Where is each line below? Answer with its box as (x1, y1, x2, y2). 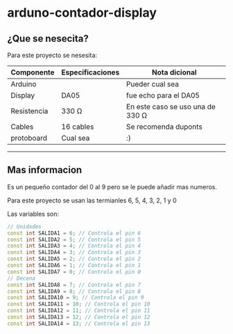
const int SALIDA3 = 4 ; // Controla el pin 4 (7, 242, 141, 250)
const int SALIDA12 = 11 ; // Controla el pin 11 (7, 308, 150, 315)
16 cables (61, 122, 94, 132)
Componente (10, 67, 55, 77)
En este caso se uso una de (126, 102, 216, 111)
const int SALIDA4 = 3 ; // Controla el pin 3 (7, 249, 141, 256)
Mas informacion (7, 164, 83, 176)
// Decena (7, 275, 36, 282)
